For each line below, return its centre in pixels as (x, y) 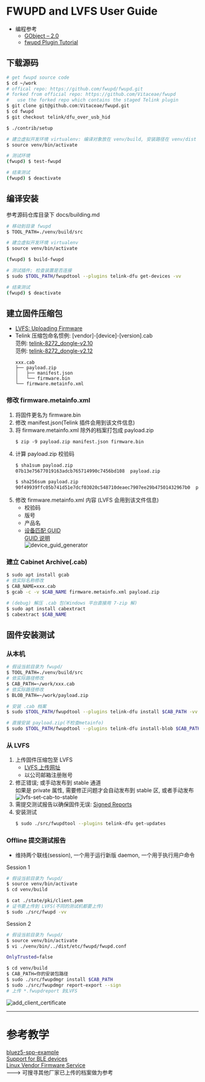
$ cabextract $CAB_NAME (37, 615)
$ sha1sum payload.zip (44, 465)
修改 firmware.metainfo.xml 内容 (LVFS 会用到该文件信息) (87, 500)
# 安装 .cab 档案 (27, 706)
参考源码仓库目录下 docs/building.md (53, 214)
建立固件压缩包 (34, 313)
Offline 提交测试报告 (36, 840)
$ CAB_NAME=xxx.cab (31, 586)
